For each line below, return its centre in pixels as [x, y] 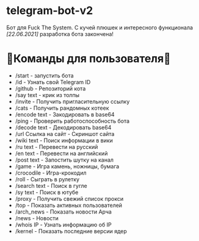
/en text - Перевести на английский [61, 153]
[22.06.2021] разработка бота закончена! [60, 34]
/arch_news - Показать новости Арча [63, 212]
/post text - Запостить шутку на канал [64, 160]
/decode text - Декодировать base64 [63, 127]
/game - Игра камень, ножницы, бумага [67, 166]
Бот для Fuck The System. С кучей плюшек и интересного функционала [100, 27]
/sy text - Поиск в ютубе [47, 192]
